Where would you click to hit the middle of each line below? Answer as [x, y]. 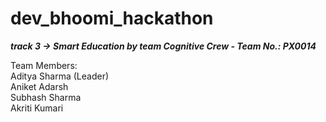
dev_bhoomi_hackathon [112, 18]
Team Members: [44, 65]
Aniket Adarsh [39, 86]
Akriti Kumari [37, 108]
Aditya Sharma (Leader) [60, 76]
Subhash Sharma [46, 97]
